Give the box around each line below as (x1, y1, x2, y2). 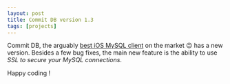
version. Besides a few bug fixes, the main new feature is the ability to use (7, 48, 218, 57)
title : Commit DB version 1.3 (7, 16, 94, 23)
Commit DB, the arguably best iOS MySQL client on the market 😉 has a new (7, 42, 223, 50)
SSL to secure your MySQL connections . (7, 56, 123, 64)
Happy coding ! (7, 69, 51, 77)
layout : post (7, 10, 45, 17)
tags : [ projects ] (7, 23, 57, 29)
